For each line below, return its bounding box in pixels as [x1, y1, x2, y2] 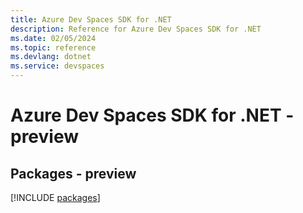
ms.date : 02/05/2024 [10, 33, 97, 43]
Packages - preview [10, 165, 137, 182]
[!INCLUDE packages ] [10, 192, 101, 203]
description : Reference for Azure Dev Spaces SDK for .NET [10, 24, 262, 34]
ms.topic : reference [10, 42, 97, 53]
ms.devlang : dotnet [10, 52, 92, 62]
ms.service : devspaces [10, 61, 105, 71]
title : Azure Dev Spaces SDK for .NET [10, 14, 172, 25]
